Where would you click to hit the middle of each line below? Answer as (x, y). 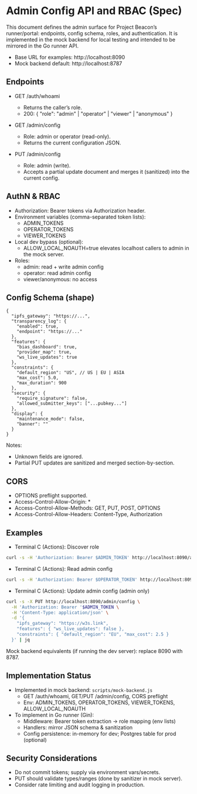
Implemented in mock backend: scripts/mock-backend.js (84, 690)
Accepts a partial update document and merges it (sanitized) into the (106, 171)
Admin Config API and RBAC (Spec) (94, 11)
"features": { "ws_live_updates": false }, (71, 629)
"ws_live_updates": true (47, 357)
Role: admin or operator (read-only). (67, 136)
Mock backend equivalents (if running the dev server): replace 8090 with (94, 651)
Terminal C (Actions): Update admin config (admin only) (82, 591)
